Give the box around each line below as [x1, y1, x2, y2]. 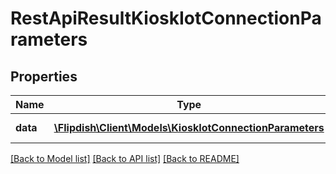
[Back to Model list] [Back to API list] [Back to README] [10, 153, 240, 164]
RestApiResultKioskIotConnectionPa [10, 7, 322, 30]
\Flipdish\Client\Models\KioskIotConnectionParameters [53, 121, 325, 134]
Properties [10, 68, 78, 85]
